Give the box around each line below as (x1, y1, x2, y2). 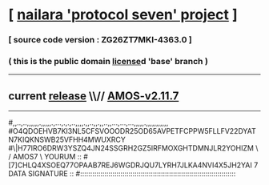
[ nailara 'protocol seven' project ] (8, 6, 238, 24)
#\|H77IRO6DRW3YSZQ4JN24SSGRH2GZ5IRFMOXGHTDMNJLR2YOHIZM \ (8, 143, 259, 153)
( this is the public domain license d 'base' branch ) (8, 56, 208, 67)
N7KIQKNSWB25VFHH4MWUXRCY (8, 135, 126, 145)
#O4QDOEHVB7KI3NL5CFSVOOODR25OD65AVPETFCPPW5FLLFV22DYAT (8, 127, 256, 136)
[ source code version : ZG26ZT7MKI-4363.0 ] (8, 34, 192, 46)
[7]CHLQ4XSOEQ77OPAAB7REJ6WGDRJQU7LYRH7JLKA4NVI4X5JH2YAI (8, 160, 252, 170)
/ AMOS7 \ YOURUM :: (8, 152, 82, 162)
